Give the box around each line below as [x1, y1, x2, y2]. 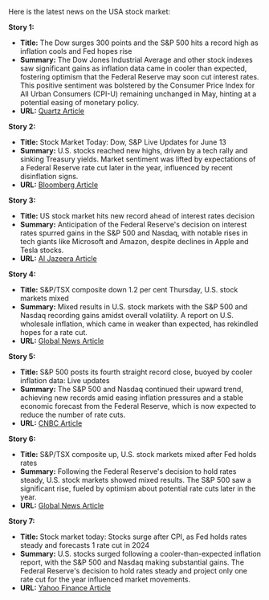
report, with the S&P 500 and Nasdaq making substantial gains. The [19, 557, 245, 567]
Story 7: [8, 516, 35, 525]
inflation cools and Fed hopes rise [19, 47, 132, 55]
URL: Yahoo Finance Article [19, 583, 111, 593]
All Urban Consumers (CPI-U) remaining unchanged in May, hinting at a [19, 89, 257, 99]
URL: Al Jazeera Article [19, 254, 98, 263]
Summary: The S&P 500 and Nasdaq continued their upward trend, [19, 385, 243, 394]
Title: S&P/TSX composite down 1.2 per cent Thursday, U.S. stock [19, 285, 238, 294]
